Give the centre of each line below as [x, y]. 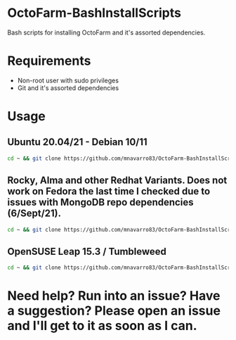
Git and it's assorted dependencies [68, 88]
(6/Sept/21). [34, 214]
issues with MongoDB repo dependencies [100, 202]
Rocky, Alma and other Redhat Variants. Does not [117, 181]
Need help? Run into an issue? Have [114, 296]
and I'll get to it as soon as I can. [103, 326]
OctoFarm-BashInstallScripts [94, 13]
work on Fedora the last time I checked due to [109, 191]
